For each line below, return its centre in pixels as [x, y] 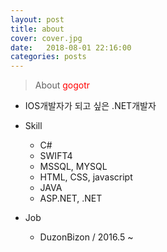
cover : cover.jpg [46, 38]
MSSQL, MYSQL [73, 167]
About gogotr [62, 85]
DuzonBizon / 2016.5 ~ [86, 237]
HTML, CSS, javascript [86, 177]
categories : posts [48, 57]
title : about [37, 29]
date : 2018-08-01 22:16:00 [71, 47]
